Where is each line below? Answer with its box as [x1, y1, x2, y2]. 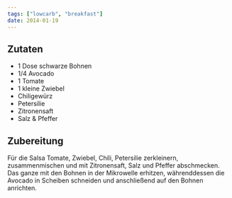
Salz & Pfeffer [17, 115, 58, 123]
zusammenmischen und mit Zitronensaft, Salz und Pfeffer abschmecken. [7, 161, 220, 170]
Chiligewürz [17, 92, 53, 100]
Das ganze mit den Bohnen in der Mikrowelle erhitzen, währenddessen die [7, 169, 225, 177]
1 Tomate [17, 77, 45, 86]
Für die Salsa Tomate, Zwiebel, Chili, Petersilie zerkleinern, [7, 153, 179, 163]
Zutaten [7, 43, 44, 55]
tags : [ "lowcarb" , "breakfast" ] [7, 10, 103, 18]
